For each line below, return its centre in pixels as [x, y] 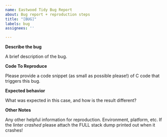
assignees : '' [20, 28]
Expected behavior [25, 91]
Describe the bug [23, 47]
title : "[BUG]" [21, 19]
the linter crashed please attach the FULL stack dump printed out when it [80, 125]
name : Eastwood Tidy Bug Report [39, 10]
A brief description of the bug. [36, 57]
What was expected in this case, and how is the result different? [71, 101]
